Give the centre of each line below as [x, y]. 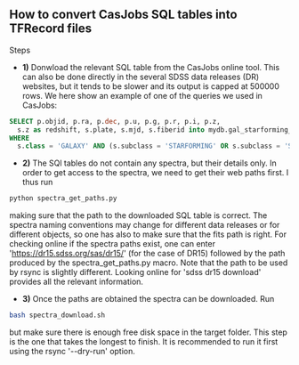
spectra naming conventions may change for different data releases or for [145, 225]
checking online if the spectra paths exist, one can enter [113, 244]
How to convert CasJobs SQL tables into [123, 15]
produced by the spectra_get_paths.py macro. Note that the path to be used [149, 263]
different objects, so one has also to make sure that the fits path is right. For [148, 234]
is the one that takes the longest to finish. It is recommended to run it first [144, 342]
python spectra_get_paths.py [63, 199]
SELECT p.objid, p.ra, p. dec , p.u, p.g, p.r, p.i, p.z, [115, 121]
